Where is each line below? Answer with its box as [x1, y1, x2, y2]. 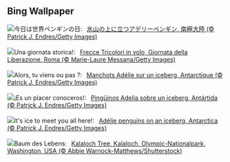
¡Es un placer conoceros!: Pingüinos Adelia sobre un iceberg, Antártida [14, 93, 218, 102]
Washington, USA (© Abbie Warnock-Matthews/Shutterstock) [7, 146, 182, 154]
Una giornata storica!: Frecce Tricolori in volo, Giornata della [14, 48, 188, 56]
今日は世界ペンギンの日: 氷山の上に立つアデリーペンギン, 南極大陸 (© [14, 24, 215, 33]
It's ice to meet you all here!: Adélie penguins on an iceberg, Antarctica [14, 117, 218, 125]
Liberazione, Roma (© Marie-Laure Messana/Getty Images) [7, 55, 176, 63]
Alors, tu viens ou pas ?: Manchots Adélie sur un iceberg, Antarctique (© [14, 70, 223, 79]
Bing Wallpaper [7, 6, 74, 17]
